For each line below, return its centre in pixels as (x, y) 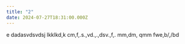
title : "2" (20, 12)
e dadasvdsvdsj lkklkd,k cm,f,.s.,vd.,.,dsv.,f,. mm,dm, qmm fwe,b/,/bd (93, 34)
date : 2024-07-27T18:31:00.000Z (47, 17)
